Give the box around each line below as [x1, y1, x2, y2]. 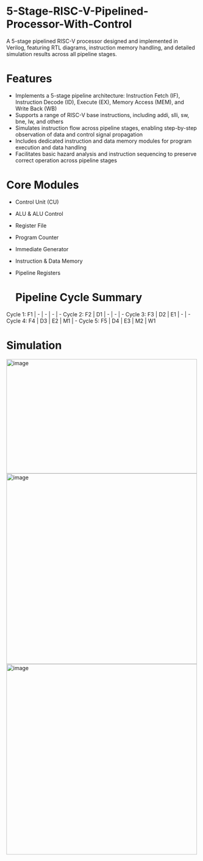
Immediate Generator [15, 245, 69, 252]
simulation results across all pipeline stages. [6, 50, 117, 57]
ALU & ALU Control [15, 210, 63, 217]
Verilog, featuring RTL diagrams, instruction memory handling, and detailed [6, 44, 195, 51]
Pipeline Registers [15, 269, 61, 276]
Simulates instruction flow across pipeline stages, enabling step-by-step [15, 124, 197, 132]
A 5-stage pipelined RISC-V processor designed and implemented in [6, 37, 179, 45]
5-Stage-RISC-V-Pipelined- [6, 4, 149, 18]
